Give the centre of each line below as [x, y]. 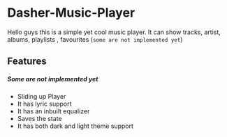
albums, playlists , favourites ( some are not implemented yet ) [95, 39]
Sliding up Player [42, 97]
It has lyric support [44, 104]
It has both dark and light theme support [75, 126]
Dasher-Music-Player [71, 13]
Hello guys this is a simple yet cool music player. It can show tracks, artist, [114, 32]
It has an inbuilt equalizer [53, 111]
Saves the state [39, 119]
